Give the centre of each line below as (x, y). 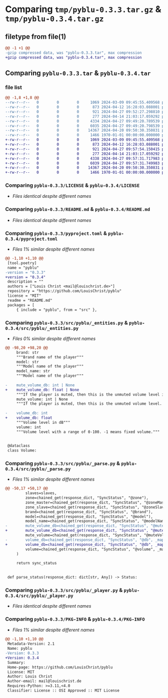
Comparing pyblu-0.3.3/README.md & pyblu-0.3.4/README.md (78, 209)
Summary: (16, 662)
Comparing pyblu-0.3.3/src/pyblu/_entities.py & (67, 322)
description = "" (25, 282)
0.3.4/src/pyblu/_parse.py (38, 469)
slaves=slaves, (41, 493)
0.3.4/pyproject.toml (31, 239)
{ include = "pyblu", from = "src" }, (57, 310)
